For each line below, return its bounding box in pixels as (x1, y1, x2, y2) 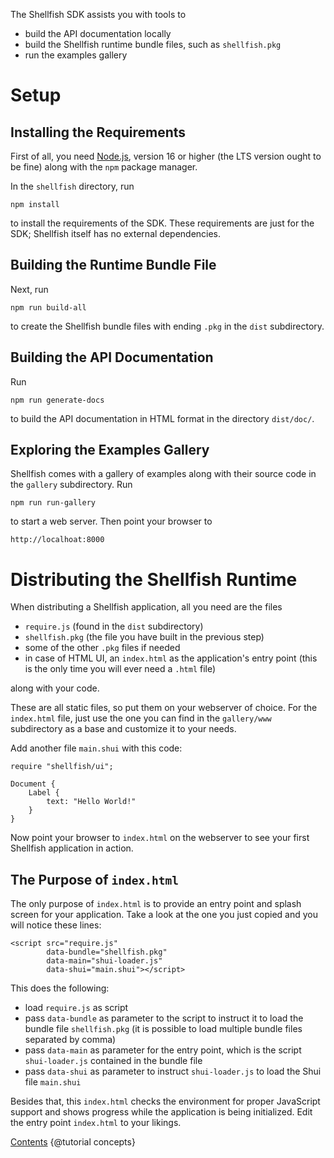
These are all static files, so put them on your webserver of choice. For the (10, 702, 318, 714)
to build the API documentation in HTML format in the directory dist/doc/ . (10, 412, 315, 424)
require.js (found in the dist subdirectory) (24, 620, 204, 633)
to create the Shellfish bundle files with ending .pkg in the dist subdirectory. (10, 320, 325, 332)
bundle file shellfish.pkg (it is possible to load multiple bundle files (24, 1023, 303, 1035)
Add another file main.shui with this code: (10, 742, 183, 754)
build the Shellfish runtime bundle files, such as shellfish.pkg (24, 39, 282, 50)
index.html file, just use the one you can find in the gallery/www (10, 712, 272, 724)
